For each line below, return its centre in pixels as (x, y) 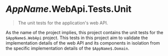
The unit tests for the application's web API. (63, 23)
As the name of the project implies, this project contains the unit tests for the (84, 32)
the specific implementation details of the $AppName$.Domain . (67, 48)
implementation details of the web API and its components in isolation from (83, 43)
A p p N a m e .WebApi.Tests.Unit (68, 9)
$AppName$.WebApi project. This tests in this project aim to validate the (77, 38)
